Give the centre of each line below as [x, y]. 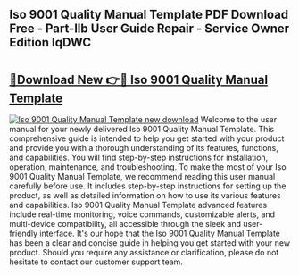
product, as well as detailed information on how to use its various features [145, 195]
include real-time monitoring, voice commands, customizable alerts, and [142, 214]
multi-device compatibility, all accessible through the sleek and [125, 224]
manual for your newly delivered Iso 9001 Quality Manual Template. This [142, 129]
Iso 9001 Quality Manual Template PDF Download [149, 15]
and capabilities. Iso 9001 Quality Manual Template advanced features [138, 205]
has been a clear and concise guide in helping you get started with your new [150, 243]
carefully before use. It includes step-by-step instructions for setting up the [148, 186]
